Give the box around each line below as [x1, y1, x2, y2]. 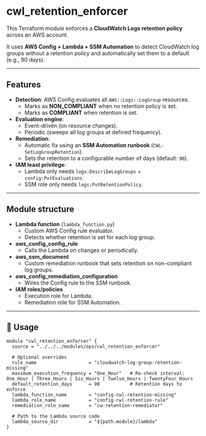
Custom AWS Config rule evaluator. [24, 227, 114, 234]
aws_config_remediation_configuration [15, 272, 118, 280]
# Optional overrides [12, 354, 67, 361]
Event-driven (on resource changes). [24, 121, 118, 129]
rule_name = [12, 360, 92, 366]
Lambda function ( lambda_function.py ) [15, 220, 115, 228]
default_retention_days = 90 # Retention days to [12, 381, 183, 388]
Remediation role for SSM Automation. [24, 299, 121, 306]
